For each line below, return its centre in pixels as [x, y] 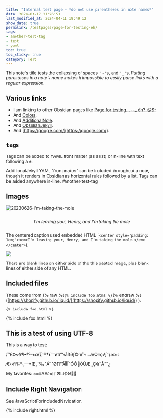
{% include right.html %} [31, 410]
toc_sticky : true [24, 54]
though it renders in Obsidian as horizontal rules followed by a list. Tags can [82, 176]
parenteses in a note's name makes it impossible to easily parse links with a [82, 78]
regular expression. [25, 83]
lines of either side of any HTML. [39, 268]
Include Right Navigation [44, 389]
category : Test [21, 59]
